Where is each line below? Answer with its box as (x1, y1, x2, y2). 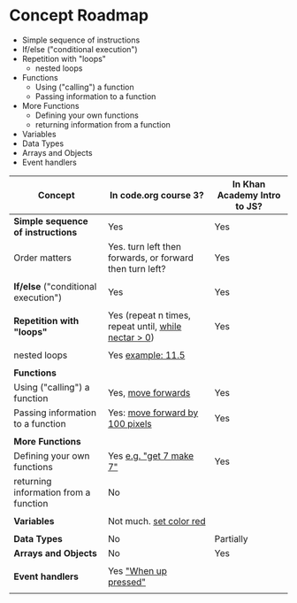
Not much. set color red (107, 514, 206, 527)
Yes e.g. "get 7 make (107, 449, 194, 461)
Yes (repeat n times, (107, 309, 192, 321)
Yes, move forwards (107, 386, 191, 398)
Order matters (13, 251, 72, 264)
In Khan (232, 178, 266, 190)
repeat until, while (107, 320, 182, 332)
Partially (214, 532, 248, 545)
